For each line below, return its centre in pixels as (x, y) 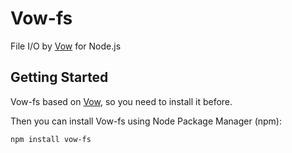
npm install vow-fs (51, 139)
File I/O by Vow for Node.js (66, 46)
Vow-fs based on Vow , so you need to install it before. (121, 101)
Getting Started (59, 77)
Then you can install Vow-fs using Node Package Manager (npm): (146, 121)
